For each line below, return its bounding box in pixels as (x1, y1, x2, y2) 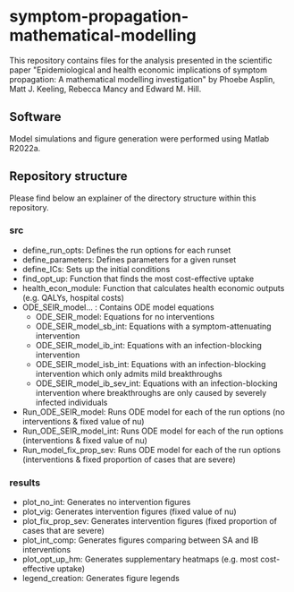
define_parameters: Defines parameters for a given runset (21, 253, 237, 265)
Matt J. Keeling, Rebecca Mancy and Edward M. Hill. (9, 83, 202, 94)
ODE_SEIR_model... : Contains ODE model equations (21, 302, 214, 313)
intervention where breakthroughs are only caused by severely (35, 387, 267, 398)
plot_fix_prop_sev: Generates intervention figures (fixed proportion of (21, 516, 277, 527)
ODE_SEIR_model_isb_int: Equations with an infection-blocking (35, 358, 266, 369)
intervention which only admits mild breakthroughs (35, 368, 223, 379)
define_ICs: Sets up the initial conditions (21, 263, 171, 274)
